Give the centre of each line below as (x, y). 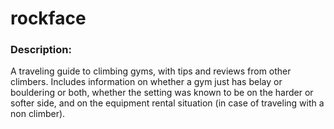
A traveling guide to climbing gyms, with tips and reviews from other (151, 71)
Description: (41, 50)
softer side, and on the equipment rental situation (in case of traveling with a (167, 103)
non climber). (38, 114)
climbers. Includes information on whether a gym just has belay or (146, 82)
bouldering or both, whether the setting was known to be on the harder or (162, 93)
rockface (48, 18)
